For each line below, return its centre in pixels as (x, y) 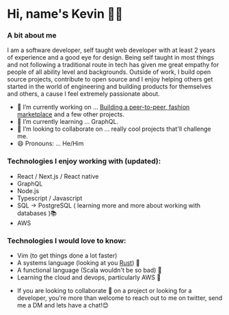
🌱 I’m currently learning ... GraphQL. (67, 122)
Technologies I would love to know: (67, 240)
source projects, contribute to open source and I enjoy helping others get (110, 79)
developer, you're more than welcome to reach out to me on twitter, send (120, 298)
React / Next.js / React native (58, 176)
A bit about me (32, 36)
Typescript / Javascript (50, 198)
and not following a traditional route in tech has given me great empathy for (113, 65)
